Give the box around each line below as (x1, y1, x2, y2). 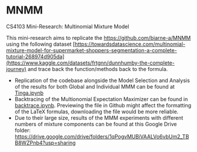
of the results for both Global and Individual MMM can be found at (14, 83, 175, 90)
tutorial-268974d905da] (6, 53, 65, 60)
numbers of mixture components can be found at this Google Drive (14, 120, 178, 127)
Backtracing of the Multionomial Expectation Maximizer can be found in (14, 95, 188, 103)
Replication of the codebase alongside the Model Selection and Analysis (14, 77, 190, 84)
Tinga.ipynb (14, 89, 44, 96)
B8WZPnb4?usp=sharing (14, 139, 76, 146)
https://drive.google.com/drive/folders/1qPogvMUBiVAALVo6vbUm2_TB (14, 133, 189, 140)
